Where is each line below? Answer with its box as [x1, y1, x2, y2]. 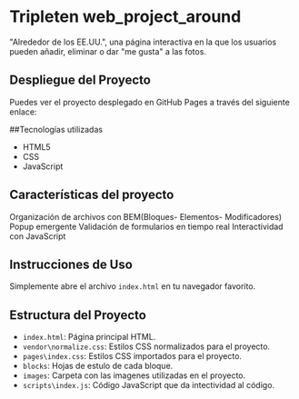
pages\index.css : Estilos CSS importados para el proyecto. [22, 351, 243, 362]
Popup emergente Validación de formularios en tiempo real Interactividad [9, 221, 284, 232]
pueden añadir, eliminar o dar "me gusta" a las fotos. [9, 45, 207, 56]
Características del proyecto [9, 187, 174, 203]
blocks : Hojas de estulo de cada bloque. [22, 361, 174, 372]
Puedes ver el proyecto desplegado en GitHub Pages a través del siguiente [9, 96, 291, 107]
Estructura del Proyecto [9, 307, 147, 323]
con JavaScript [9, 230, 66, 242]
